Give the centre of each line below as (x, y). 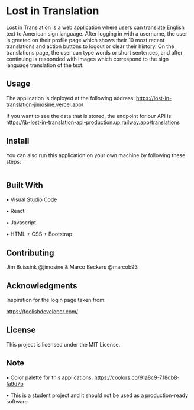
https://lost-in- (154, 98)
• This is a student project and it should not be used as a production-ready (97, 395)
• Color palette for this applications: (50, 377)
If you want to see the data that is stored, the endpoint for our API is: (89, 116)
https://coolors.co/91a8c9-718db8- (137, 377)
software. (18, 401)
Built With (25, 185)
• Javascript (21, 223)
